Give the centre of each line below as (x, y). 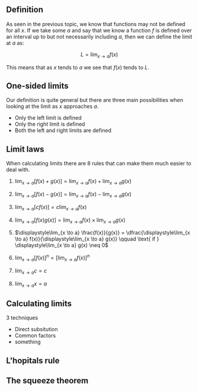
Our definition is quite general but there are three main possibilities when (95, 100)
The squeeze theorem (47, 381)
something (28, 342)
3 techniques (22, 318)
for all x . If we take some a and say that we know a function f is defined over (99, 30)
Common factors (35, 336)
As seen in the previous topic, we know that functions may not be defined (96, 24)
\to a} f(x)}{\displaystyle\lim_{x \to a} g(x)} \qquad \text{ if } (87, 239)
